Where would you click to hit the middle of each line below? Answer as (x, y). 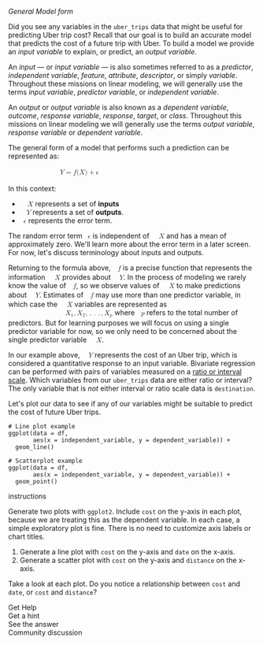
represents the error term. (70, 221)
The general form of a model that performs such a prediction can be (119, 148)
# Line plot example (42, 426)
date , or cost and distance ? (52, 592)
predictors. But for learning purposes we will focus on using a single (119, 323)
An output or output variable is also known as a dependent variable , (119, 107)
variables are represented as (121, 304)
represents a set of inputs (77, 203)
